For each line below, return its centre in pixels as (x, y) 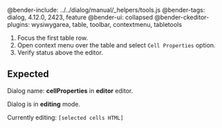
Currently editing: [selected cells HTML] (65, 117)
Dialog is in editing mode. (44, 104)
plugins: (18, 24)
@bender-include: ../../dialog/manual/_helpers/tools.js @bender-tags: (106, 10)
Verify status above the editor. (60, 52)
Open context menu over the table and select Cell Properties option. (116, 45)
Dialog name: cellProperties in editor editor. (70, 90)
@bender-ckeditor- (182, 17)
